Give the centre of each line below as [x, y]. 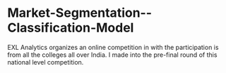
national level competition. [46, 62]
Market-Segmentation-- [80, 13]
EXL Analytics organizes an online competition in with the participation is [113, 47]
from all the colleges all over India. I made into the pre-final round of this [112, 55]
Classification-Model [71, 28]
